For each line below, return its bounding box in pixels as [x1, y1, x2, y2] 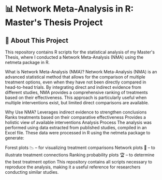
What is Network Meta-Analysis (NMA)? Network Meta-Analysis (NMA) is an [5, 69, 157, 75]
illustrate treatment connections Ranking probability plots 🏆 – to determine [5, 152, 155, 158]
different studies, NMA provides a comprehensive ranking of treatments [5, 90, 148, 95]
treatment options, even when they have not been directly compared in [5, 79, 147, 85]
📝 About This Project [5, 36, 69, 45]
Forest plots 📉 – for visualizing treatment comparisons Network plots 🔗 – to [5, 145, 156, 150]
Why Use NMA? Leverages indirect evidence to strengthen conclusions [5, 109, 147, 115]
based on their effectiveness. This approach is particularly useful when [5, 95, 147, 100]
